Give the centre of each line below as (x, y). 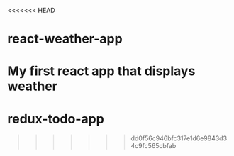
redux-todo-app (56, 119)
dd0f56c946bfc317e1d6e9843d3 (179, 138)
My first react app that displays (101, 71)
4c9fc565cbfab (154, 146)
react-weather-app (65, 39)
